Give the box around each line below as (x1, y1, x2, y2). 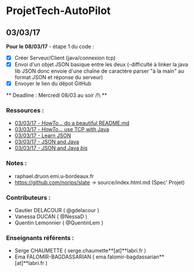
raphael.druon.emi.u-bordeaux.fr (14, 172, 94, 179)
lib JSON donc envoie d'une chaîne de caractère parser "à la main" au (14, 67, 185, 74)
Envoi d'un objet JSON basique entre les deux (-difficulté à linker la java (14, 61, 189, 68)
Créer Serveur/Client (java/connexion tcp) (14, 55, 116, 61)
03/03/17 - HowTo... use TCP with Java (14, 126, 110, 133)
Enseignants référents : (6, 234, 74, 242)
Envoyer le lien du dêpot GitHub (14, 80, 92, 87)
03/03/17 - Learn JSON (14, 132, 72, 139)
